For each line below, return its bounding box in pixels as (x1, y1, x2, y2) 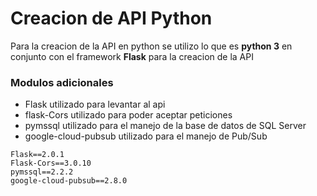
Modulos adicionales (10, 75, 114, 89)
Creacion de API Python (10, 7, 213, 30)
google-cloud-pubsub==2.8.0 (10, 176, 128, 186)
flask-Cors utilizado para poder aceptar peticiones (24, 109, 233, 121)
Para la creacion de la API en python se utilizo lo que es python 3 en (10, 40, 293, 52)
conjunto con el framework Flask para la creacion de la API (10, 50, 254, 62)
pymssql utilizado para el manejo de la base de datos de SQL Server (24, 120, 307, 132)
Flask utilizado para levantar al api (24, 98, 166, 111)
